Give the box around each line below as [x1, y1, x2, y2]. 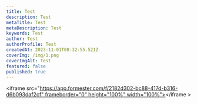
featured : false [6, 63, 46, 69]
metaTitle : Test [6, 19, 46, 25]
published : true [6, 69, 46, 75]
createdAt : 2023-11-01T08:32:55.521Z [6, 47, 99, 53]
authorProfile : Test [6, 42, 57, 48]
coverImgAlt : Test [6, 58, 51, 63]
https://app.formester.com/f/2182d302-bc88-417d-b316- [39, 85, 178, 92]
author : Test [6, 36, 38, 42]
